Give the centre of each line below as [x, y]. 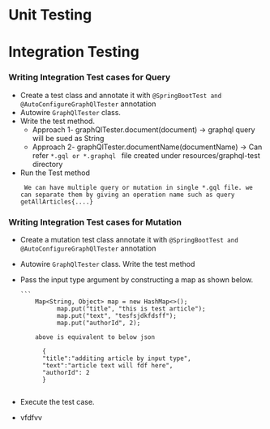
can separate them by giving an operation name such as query [127, 195]
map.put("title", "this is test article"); [131, 309]
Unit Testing [50, 15]
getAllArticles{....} [56, 202]
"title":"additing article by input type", [117, 358]
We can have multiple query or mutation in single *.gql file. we [138, 187]
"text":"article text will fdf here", [107, 365]
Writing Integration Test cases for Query [90, 77]
